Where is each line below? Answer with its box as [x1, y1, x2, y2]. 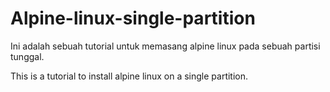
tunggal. [10, 50, 45, 62]
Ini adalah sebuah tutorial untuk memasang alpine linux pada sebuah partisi [10, 40, 321, 52]
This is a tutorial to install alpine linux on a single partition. [10, 70, 249, 82]
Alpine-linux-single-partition [10, 7, 256, 30]
